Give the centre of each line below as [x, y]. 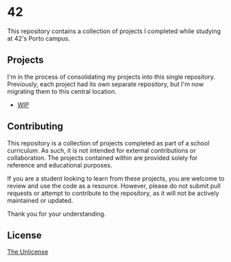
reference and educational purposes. [60, 165]
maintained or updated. [40, 200]
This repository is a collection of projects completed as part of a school [109, 143]
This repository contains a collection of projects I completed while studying [114, 31]
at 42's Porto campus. [39, 38]
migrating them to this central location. [62, 91]
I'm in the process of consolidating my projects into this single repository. [111, 77]
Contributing [35, 127]
